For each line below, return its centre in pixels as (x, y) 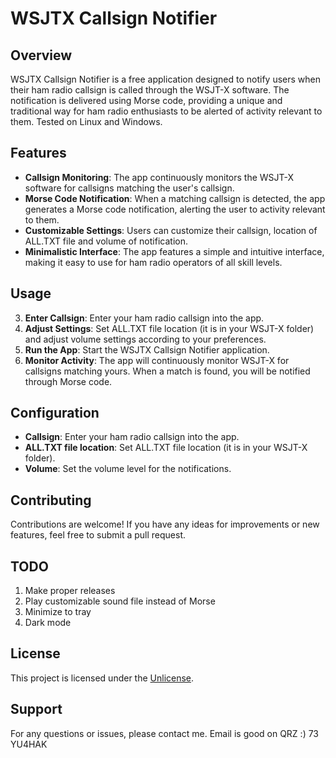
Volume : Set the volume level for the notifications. (128, 469)
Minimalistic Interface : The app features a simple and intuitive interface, (174, 251)
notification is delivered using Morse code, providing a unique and (146, 100)
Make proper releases (70, 591)
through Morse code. (68, 381)
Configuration (55, 413)
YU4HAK (29, 744)
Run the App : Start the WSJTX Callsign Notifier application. (147, 349)
